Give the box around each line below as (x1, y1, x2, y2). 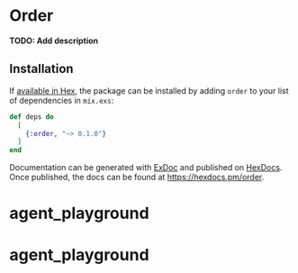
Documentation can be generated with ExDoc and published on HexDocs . (9, 162, 283, 173)
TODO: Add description (9, 35, 99, 46)
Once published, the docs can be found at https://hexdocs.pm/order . (9, 172, 265, 183)
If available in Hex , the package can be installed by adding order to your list (9, 85, 290, 96)
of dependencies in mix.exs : (9, 95, 114, 105)
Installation (9, 61, 74, 77)
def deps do (9, 112, 54, 122)
